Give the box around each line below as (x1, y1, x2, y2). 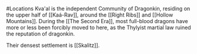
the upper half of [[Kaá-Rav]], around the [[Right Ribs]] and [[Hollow (6, 11, 174, 18)
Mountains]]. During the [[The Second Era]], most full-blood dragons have (6, 18, 189, 24)
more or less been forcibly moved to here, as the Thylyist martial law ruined (6, 24, 192, 31)
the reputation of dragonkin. (6, 30, 75, 37)
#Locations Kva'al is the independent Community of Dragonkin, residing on (6, 5, 190, 12)
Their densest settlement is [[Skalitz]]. (6, 42, 100, 49)
